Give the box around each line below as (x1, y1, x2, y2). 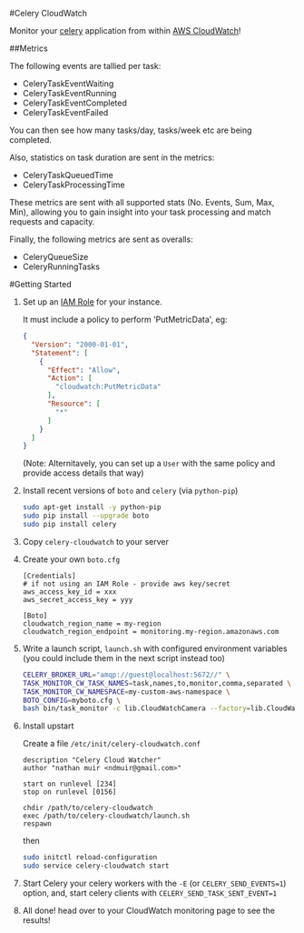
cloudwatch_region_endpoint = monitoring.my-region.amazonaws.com (22, 627, 279, 636)
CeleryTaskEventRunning (22, 88, 117, 98)
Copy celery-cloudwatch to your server (22, 536, 170, 547)
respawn (22, 819, 52, 828)
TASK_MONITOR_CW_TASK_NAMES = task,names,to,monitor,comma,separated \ (22, 678, 292, 687)
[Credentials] (22, 571, 76, 580)
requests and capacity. (9, 216, 95, 226)
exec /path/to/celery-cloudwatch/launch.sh (22, 811, 191, 821)
